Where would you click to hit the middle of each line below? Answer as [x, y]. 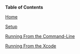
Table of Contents [24, 7]
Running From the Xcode [31, 46]
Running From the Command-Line [40, 36]
